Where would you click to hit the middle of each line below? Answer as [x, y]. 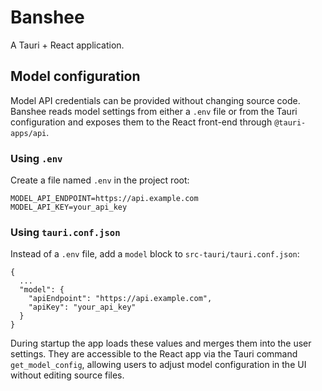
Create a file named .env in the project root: [100, 180]
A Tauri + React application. [67, 45]
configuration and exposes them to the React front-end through [141, 122]
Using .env [36, 158]
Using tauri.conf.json [65, 232]
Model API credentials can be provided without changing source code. [155, 100]
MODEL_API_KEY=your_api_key [69, 207]
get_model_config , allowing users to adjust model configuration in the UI [158, 365]
